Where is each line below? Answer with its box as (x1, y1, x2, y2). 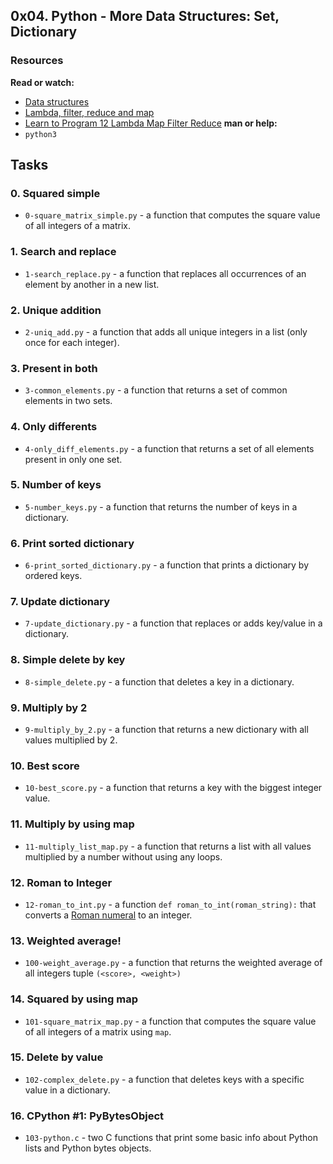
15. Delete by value (10, 1050, 104, 1064)
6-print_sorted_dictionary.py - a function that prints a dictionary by (24, 559, 310, 571)
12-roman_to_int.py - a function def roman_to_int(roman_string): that (24, 898, 317, 910)
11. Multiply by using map (10, 817, 135, 831)
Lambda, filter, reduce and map (24, 106, 155, 118)
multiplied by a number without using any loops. (24, 850, 223, 863)
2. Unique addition (10, 303, 102, 317)
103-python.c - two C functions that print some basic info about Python (24, 1132, 318, 1144)
